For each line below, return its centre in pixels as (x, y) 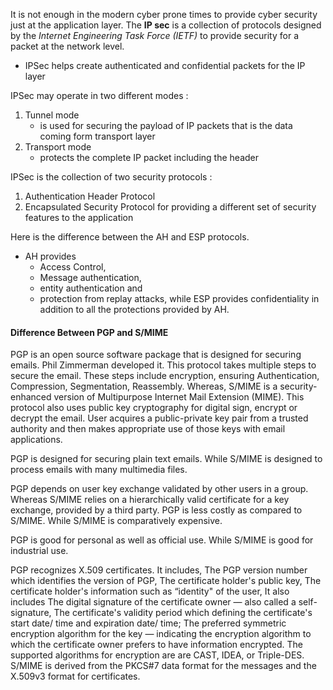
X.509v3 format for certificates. (75, 676)
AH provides (50, 256)
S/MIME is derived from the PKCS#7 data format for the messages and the (163, 666)
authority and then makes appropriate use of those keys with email (148, 429)
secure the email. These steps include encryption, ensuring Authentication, (165, 376)
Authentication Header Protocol (90, 196)
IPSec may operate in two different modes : (99, 95)
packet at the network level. (67, 46)
